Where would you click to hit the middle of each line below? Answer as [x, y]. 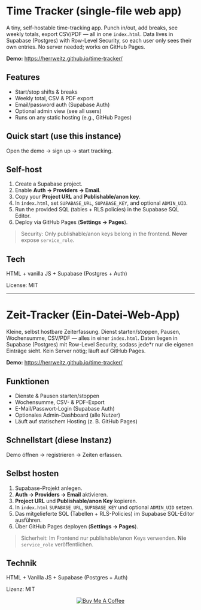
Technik [22, 563]
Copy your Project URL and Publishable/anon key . [77, 197]
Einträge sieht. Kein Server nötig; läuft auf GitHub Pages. [76, 351]
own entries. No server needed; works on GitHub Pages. [76, 47]
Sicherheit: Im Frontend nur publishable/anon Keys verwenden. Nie [103, 538]
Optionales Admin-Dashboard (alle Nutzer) [68, 415]
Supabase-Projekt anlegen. [48, 488]
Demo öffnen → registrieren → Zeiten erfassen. [64, 454]
